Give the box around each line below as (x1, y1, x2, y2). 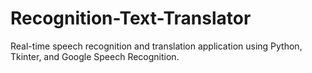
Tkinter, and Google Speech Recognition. (10, 50, 180, 62)
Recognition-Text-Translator (10, 7, 252, 30)
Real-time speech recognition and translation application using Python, (10, 40, 303, 52)
